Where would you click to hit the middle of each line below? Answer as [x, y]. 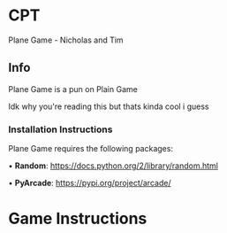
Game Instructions [78, 219]
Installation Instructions [61, 129]
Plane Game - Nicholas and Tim [66, 40]
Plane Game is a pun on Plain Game [73, 89]
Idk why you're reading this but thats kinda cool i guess [109, 106]
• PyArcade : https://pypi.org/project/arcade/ [90, 183]
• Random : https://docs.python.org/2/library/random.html [113, 166]
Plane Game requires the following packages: [91, 149]
